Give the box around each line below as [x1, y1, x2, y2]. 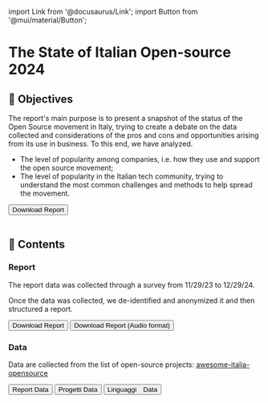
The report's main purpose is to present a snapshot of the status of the [8, 114, 243, 123]
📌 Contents [8, 238, 66, 252]
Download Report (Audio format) [73, 320, 171, 329]
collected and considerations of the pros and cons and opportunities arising [8, 131, 259, 139]
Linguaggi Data [107, 385, 158, 393]
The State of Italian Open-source [8, 43, 231, 62]
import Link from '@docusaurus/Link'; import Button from [8, 7, 198, 16]
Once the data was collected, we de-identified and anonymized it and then [8, 296, 255, 305]
